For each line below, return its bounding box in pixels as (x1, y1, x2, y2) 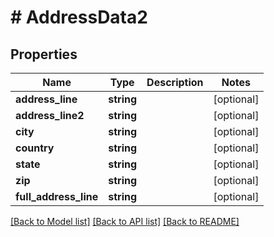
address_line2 (15, 109, 85, 122)
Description (146, 76, 204, 89)
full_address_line (15, 190, 99, 203)
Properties (10, 46, 78, 63)
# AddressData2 (10, 6, 148, 29)
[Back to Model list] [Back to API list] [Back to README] (10, 216, 240, 227)
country (15, 141, 55, 155)
